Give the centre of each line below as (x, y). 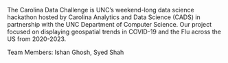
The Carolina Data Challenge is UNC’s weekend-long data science (101, 10)
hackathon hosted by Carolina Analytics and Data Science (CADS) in (104, 17)
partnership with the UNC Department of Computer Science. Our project (110, 24)
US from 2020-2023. (37, 39)
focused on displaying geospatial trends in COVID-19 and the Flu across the (114, 32)
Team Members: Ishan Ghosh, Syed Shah (66, 52)
